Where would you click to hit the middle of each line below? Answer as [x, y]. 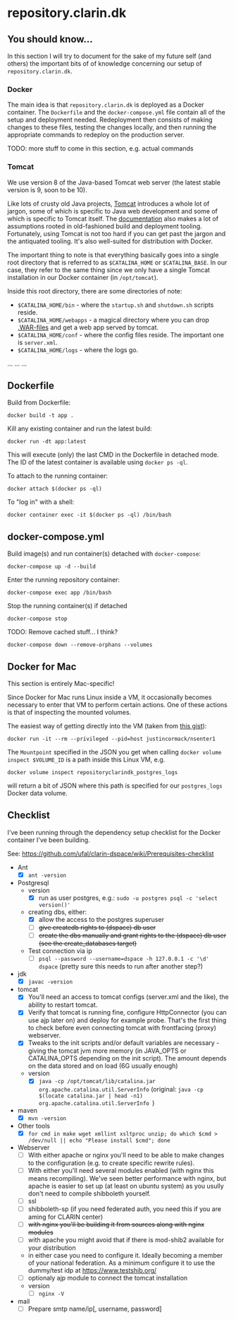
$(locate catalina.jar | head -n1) [91, 1096]
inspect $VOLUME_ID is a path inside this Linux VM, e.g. [86, 760]
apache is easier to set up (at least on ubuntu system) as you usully [126, 1186]
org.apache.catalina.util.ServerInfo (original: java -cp [121, 1089]
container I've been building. [49, 840]
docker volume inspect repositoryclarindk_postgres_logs [93, 773]
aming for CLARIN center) [66, 1217]
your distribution [52, 1248]
